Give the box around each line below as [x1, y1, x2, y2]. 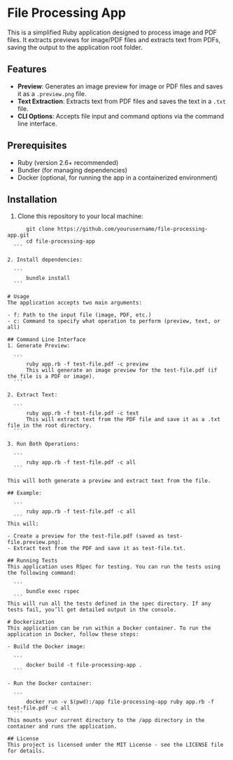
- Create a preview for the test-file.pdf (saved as [7, 533, 164, 540]
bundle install [25, 275, 71, 282]
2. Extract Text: [7, 392, 58, 399]
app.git [7, 232, 30, 239]
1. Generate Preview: [7, 342, 71, 349]
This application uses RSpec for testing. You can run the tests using [7, 564, 220, 571]
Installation [7, 193, 57, 205]
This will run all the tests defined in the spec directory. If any [7, 600, 211, 608]
